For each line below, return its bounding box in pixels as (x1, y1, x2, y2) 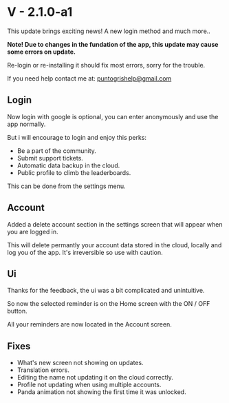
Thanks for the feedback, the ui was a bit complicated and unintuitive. (7, 287, 205, 295)
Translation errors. (17, 366, 70, 374)
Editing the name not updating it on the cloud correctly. (17, 373, 174, 382)
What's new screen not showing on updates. (17, 359, 144, 367)
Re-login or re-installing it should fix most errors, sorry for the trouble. (7, 61, 206, 69)
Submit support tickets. (17, 154, 84, 162)
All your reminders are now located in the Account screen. (7, 320, 172, 329)
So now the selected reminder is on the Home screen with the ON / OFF (7, 300, 210, 308)
